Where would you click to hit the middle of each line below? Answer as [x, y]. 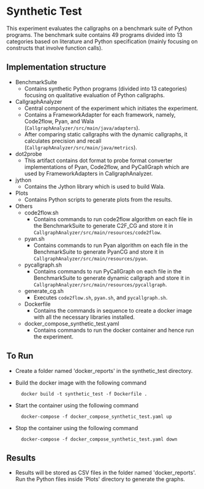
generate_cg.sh [44, 291]
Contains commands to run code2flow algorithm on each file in [113, 219]
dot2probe [28, 154]
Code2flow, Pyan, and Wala [59, 121]
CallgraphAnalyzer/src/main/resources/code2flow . [97, 232]
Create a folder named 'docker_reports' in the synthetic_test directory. [104, 370]
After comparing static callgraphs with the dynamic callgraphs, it [106, 134]
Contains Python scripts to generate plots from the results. [98, 199]
